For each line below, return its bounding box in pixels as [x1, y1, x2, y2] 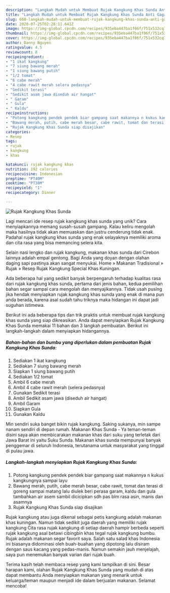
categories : [6, 129, 31, 134]
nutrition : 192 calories [6, 167, 58, 172]
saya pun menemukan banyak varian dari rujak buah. [6, 551, 116, 558]
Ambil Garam [13, 400, 40, 406]
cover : [6, 36, 20, 41]
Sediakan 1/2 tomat [13, 373, 53, 380]
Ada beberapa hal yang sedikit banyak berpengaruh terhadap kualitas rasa [6, 275, 161, 281]
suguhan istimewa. [6, 302, 45, 308]
